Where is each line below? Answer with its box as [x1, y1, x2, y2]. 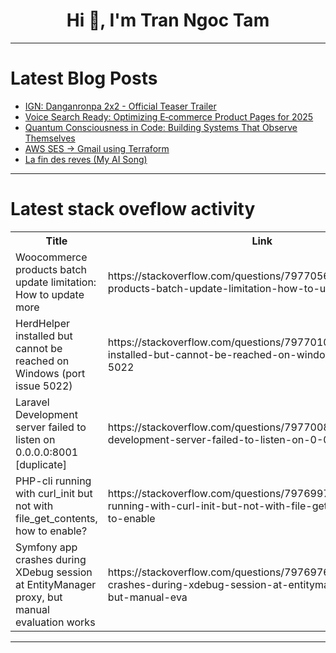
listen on [15, 432, 56, 446]
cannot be [15, 341, 63, 355]
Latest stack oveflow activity [10, 198, 256, 221]
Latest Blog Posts [10, 67, 158, 90]
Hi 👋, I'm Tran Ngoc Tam [66, 9, 270, 32]
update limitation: [15, 275, 97, 289]
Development [15, 407, 78, 421]
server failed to [15, 420, 87, 434]
